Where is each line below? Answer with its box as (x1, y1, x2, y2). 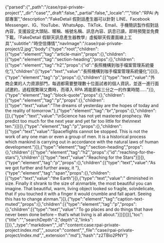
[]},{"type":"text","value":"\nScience (5, 113, 78, 119)
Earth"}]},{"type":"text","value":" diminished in (60, 176, 153, 181)
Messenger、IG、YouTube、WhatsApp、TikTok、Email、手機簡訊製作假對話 (5, 22, 159, 28)
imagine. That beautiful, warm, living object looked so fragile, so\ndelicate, (5, 186, 155, 191)
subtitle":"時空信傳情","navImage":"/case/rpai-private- (14, 41, 123, 46)
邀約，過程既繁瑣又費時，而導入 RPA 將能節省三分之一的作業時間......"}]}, (9, 87, 155, 92)
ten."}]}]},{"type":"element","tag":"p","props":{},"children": (5, 123, 123, 129)
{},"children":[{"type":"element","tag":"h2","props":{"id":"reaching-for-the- (5, 149, 156, 155)
